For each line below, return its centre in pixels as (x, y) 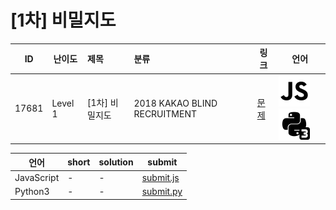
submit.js (160, 177)
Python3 (32, 192)
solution (116, 162)
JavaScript (37, 177)
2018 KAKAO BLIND (175, 103)
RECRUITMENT (165, 113)
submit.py (162, 192)
